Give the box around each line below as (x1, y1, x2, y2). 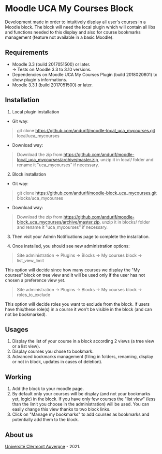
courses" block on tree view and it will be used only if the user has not (5, 272, 145, 278)
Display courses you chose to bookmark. (12, 348, 94, 354)
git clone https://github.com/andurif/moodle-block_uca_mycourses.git (16, 190, 157, 196)
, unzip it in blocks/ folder (99, 219, 150, 225)
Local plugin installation (12, 109, 59, 114)
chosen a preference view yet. (5, 277, 66, 283)
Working (5, 373, 31, 381)
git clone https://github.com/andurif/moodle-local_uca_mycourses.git (16, 127, 156, 133)
